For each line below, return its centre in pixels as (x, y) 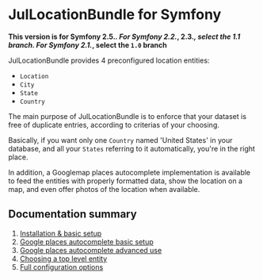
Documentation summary (72, 215)
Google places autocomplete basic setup (86, 242)
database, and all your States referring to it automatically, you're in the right (132, 148)
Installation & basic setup (61, 233)
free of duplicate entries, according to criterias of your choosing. (114, 125)
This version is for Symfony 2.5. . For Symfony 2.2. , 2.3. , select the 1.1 (124, 36)
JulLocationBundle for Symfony (115, 15)
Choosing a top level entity (63, 259)
